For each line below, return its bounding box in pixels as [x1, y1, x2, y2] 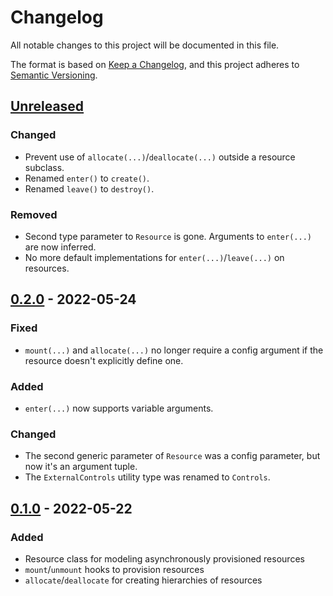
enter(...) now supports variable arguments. [24, 402, 214, 414]
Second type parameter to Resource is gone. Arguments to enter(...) [24, 230, 312, 242]
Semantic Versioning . [10, 69, 98, 81]
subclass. [24, 161, 65, 173]
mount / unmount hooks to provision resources [24, 563, 205, 575]
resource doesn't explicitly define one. [24, 354, 184, 366]
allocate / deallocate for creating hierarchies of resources [24, 574, 263, 586]
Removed [10, 207, 58, 221]
